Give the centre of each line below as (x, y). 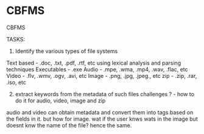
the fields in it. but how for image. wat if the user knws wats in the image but (102, 119)
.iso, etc (16, 82)
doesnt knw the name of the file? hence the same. (69, 125)
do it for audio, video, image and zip (60, 100)
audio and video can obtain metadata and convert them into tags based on (100, 112)
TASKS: (16, 39)
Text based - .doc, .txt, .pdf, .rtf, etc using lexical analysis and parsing (94, 63)
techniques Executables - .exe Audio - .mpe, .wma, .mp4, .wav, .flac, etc (97, 69)
